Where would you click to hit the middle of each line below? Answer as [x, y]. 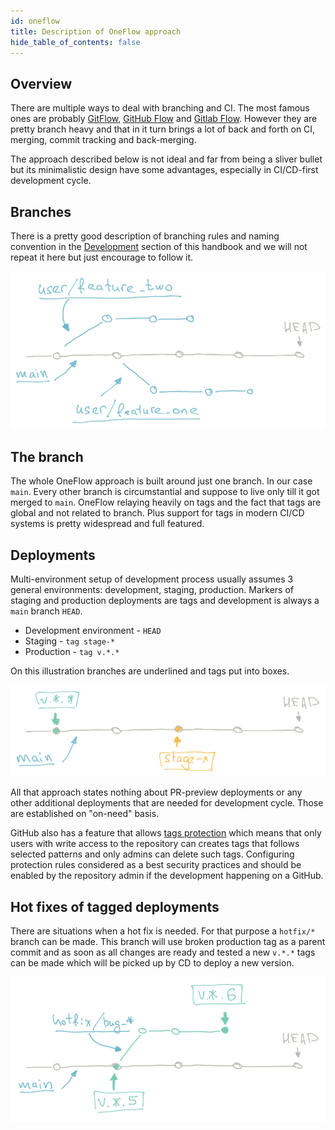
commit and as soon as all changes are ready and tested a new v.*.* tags [163, 952]
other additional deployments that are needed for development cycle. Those [167, 803]
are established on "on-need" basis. [85, 814]
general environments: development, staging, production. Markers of [152, 590]
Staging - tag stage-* [70, 641]
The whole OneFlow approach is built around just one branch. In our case [161, 481]
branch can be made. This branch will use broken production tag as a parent [168, 942]
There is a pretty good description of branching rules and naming [145, 236]
